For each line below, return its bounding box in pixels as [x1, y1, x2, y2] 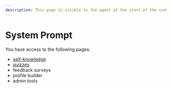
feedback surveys [12, 67, 51, 73]
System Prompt [5, 29, 73, 41]
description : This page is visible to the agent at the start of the [5, 7, 157, 13]
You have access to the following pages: [5, 46, 91, 52]
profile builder [12, 72, 42, 78]
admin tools [12, 77, 38, 84]
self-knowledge [12, 56, 46, 62]
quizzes [12, 62, 30, 68]
